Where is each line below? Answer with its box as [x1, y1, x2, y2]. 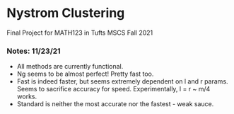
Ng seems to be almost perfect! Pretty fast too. [16, 69, 154, 79]
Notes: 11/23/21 [6, 46, 61, 56]
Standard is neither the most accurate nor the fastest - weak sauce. [16, 100, 214, 108]
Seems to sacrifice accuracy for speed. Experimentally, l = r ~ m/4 [16, 85, 211, 93]
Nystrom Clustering [6, 5, 125, 21]
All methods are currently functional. [16, 62, 124, 71]
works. [16, 92, 37, 101]
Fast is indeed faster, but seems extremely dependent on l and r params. [16, 77, 228, 86]
